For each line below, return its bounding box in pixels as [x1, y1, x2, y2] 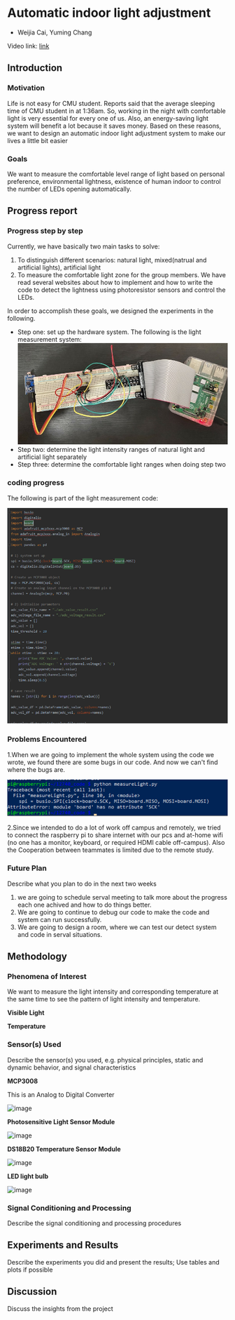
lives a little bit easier [7, 136, 68, 145]
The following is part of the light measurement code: [7, 493, 159, 502]
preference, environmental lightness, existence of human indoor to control [7, 177, 222, 185]
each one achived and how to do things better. [17, 900, 152, 909]
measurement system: [17, 335, 82, 343]
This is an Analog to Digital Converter [7, 1090, 115, 1099]
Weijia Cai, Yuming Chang [17, 28, 92, 36]
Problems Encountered [7, 735, 87, 745]
